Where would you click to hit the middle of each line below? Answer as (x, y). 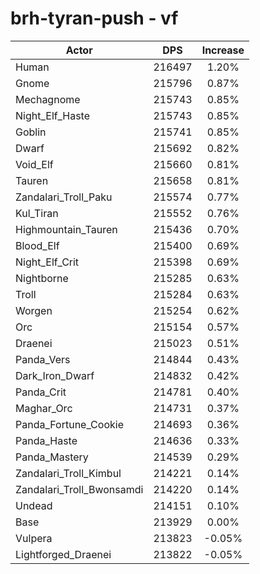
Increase (223, 50)
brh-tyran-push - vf (94, 18)
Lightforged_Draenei (63, 554)
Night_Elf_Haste (53, 115)
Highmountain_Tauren (66, 229)
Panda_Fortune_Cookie (69, 424)
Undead (34, 505)
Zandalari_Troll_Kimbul (68, 473)
